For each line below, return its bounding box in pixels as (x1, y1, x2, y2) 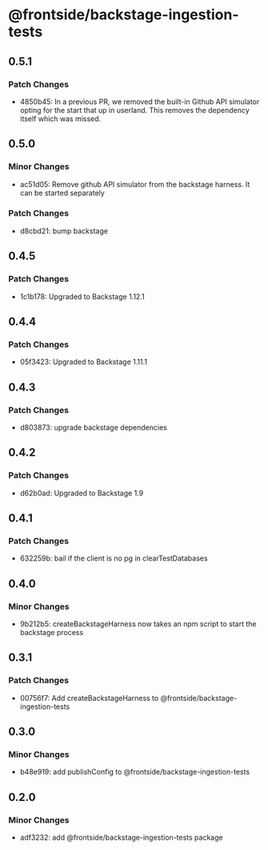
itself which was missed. (19, 114, 102, 123)
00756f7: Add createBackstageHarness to (19, 693, 159, 702)
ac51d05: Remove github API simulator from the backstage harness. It (19, 179, 250, 189)
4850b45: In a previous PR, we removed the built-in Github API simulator (19, 96, 260, 106)
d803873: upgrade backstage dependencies (19, 423, 168, 432)
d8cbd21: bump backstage (19, 226, 108, 236)
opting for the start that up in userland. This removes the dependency (19, 105, 250, 115)
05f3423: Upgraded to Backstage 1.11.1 (19, 357, 148, 366)
